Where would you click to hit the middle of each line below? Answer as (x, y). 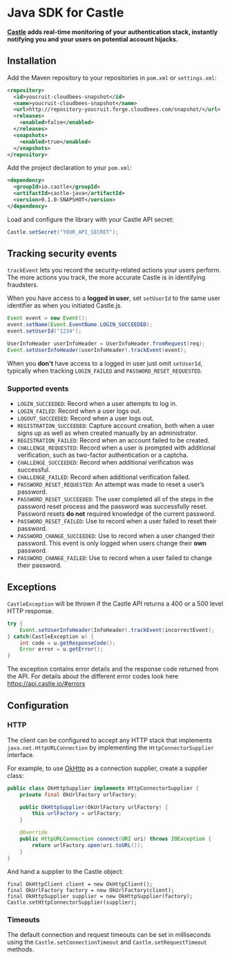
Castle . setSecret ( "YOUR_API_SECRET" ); (63, 232)
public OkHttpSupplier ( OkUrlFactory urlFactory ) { (94, 807)
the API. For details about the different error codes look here (93, 676)
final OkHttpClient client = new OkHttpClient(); (80, 884)
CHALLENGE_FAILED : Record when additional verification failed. (104, 477)
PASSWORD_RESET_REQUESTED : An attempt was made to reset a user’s (111, 485)
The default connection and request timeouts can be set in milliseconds (109, 934)
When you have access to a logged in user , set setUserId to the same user (114, 298)
